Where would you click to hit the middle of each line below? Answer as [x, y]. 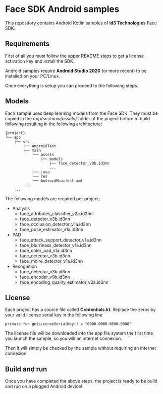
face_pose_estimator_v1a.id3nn [51, 229]
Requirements [27, 44]
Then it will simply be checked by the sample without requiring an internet [81, 348]
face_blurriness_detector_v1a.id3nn [55, 245]
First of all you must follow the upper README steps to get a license [75, 56]
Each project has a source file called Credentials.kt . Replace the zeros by [81, 310]
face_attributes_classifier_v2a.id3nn [56, 213]
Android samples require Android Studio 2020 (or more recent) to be [76, 71]
